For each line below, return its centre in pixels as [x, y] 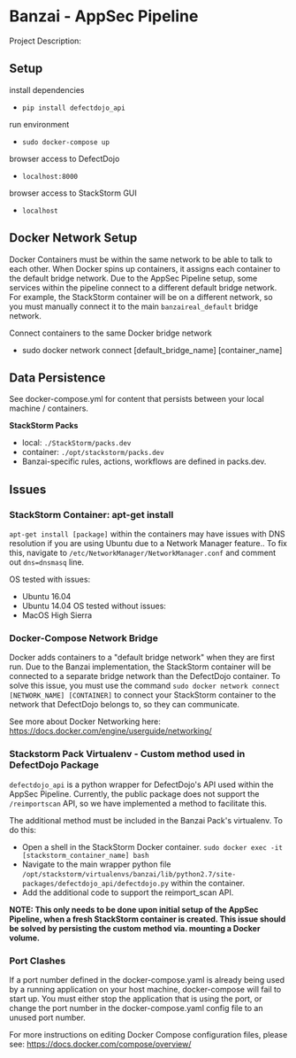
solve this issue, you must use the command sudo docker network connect [144, 686]
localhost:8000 [50, 176]
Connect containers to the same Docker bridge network [110, 333]
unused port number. [47, 1017]
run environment [39, 124]
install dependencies [47, 89]
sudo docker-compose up [66, 142]
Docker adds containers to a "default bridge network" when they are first [142, 658]
